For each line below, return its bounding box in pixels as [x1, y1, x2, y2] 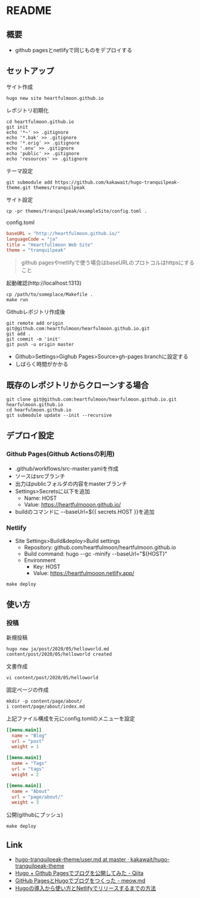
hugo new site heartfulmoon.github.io [6, 95, 104, 101]
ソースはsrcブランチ [15, 472, 65, 479]
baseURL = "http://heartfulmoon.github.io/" [6, 230, 120, 236]
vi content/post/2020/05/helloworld [6, 674, 98, 680]
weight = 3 [11, 799, 39, 806]
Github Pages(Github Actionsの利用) [6, 450, 115, 458]
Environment [24, 557, 56, 564]
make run [6, 297, 28, 303]
